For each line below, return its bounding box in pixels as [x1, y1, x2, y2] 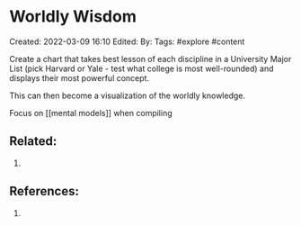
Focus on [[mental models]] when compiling [9, 107, 173, 118]
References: [9, 184, 79, 199]
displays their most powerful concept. [9, 72, 150, 83]
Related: [9, 133, 58, 149]
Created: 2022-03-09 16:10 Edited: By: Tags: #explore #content [9, 36, 245, 47]
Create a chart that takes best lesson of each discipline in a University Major [9, 53, 292, 64]
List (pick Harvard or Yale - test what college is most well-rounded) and [9, 63, 274, 74]
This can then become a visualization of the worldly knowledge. [9, 90, 245, 101]
